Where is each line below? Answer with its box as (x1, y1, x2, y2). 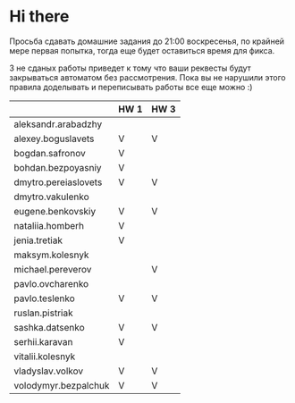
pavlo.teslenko (13, 292, 76, 305)
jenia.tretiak (13, 234, 63, 247)
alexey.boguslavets (13, 132, 95, 145)
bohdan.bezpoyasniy (13, 161, 102, 173)
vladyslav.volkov (13, 365, 83, 377)
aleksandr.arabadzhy (13, 118, 103, 130)
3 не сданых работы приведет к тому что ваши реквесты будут (9, 63, 252, 73)
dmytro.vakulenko (13, 190, 89, 203)
